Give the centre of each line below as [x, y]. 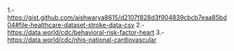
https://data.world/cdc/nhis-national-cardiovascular [82, 40]
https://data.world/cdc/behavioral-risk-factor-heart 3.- [86, 32]
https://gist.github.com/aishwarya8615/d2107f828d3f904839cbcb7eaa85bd [117, 17]
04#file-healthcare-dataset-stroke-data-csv [71, 25]
